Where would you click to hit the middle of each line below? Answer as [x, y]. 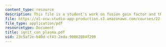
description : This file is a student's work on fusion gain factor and [80, 14]
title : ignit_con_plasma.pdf [35, 32]
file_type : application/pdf [34, 23]
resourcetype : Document [30, 28]
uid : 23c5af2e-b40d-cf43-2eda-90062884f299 [51, 37]
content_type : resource [30, 10]
